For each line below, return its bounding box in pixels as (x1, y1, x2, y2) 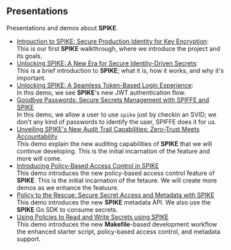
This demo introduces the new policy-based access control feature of (16, 169, 215, 177)
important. (16, 74, 46, 82)
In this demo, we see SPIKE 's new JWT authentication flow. (16, 88, 186, 96)
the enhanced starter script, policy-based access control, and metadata (16, 227, 221, 236)
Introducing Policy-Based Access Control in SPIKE (16, 161, 159, 169)
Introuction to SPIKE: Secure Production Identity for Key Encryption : (16, 37, 209, 45)
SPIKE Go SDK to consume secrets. (16, 205, 118, 213)
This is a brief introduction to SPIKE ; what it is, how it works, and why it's (16, 66, 224, 74)
